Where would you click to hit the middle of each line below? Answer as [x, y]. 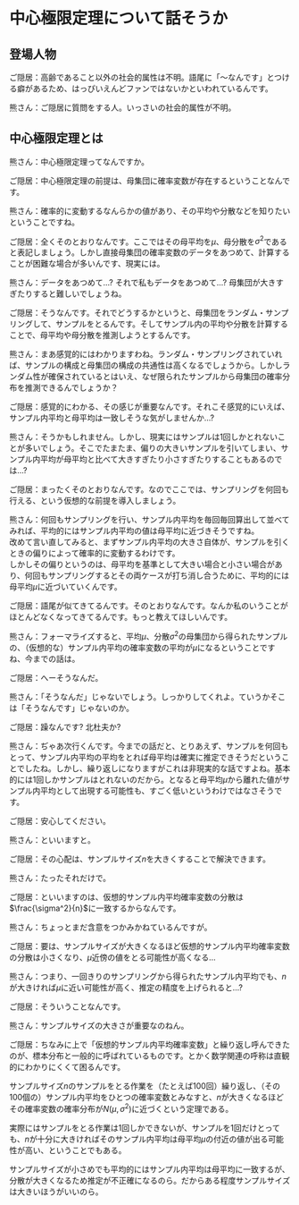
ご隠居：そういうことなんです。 [67, 1006]
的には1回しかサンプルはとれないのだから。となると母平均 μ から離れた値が [146, 780]
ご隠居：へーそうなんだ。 [56, 678]
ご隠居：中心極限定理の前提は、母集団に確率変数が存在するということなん [146, 181]
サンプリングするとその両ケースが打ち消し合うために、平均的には [169, 576]
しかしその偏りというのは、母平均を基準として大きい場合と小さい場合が [142, 564]
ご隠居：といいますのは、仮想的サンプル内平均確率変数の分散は [126, 897]
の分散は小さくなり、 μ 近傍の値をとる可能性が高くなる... [112, 957]
